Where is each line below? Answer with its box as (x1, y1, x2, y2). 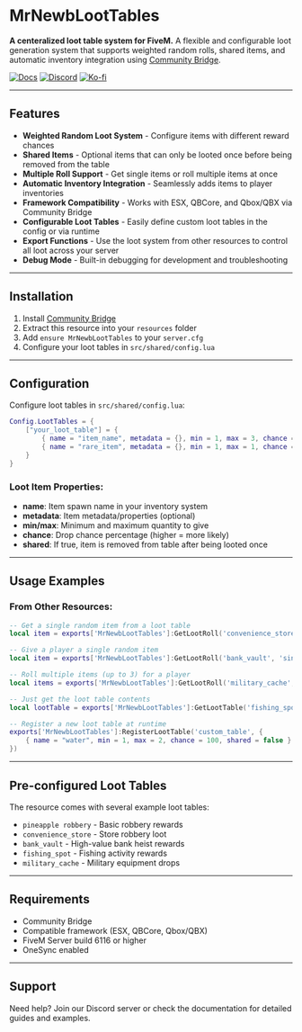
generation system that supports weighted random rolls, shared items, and (9, 44, 286, 55)
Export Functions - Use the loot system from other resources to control (22, 235, 289, 246)
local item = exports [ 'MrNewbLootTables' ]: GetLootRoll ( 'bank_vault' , (9, 654, 276, 663)
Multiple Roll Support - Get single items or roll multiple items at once (22, 168, 279, 179)
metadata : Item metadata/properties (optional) (22, 510, 196, 521)
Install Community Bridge (22, 312, 117, 324)
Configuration (9, 375, 90, 391)
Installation (9, 289, 74, 304)
